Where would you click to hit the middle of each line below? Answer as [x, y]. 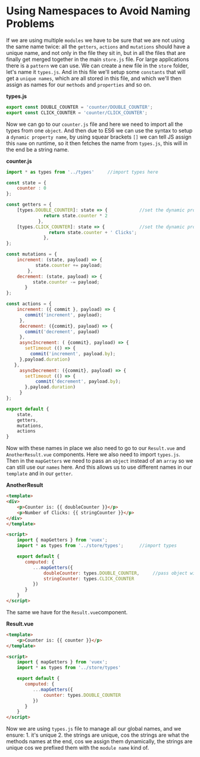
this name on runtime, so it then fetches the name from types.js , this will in [97, 143]
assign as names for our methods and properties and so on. [79, 84]
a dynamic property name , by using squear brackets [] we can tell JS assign [99, 137]
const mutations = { [32, 254]
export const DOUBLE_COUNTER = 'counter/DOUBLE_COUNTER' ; [79, 107]
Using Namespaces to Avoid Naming [98, 11]
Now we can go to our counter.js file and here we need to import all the [95, 124]
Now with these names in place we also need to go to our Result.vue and [96, 448]
